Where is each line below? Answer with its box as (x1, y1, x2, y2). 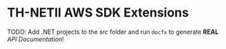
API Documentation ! (7, 35, 64, 43)
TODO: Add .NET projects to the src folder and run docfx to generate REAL (7, 28, 219, 36)
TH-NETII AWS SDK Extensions (7, 5, 189, 21)
